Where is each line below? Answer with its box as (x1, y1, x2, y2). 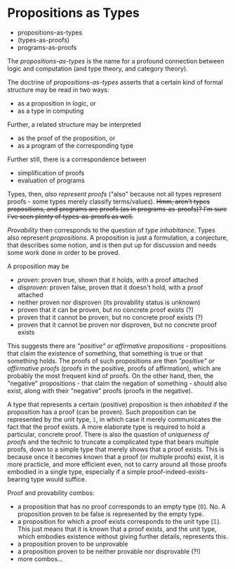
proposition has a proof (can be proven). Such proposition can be (7, 407, 196, 416)
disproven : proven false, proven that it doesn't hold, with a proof (17, 283, 203, 292)
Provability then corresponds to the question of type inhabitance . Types (7, 225, 216, 234)
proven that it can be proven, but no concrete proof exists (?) (17, 305, 194, 314)
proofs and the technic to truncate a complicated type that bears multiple (7, 437, 219, 446)
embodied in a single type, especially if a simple (7, 467, 146, 476)
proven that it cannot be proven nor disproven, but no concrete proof (17, 320, 217, 329)
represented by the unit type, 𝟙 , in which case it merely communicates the (7, 415, 222, 423)
